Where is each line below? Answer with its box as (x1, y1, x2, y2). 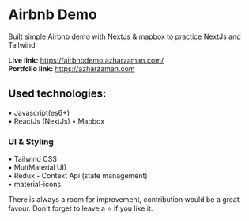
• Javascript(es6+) (8, 108, 70, 117)
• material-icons (8, 180, 62, 189)
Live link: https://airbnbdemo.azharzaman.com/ (8, 55, 164, 65)
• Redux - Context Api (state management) (8, 171, 148, 181)
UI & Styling (8, 136, 54, 147)
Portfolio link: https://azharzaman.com (8, 63, 135, 73)
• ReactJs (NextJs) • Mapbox (8, 116, 105, 126)
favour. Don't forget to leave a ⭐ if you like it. (8, 204, 153, 213)
